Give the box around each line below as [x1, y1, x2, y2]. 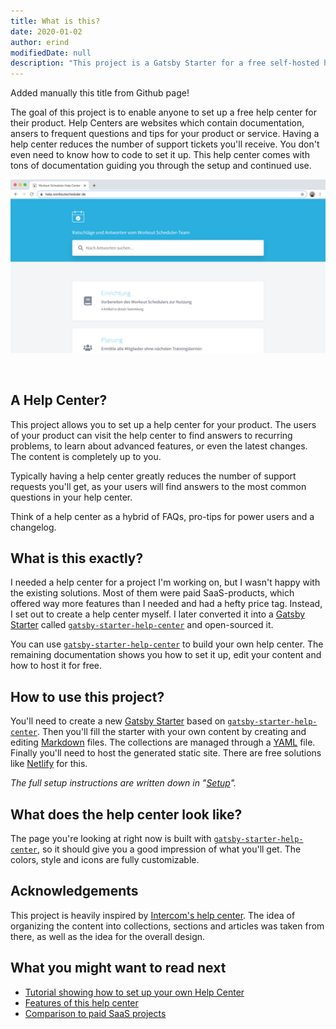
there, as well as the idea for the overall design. [10, 930, 206, 942]
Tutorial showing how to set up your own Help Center [24, 986, 245, 998]
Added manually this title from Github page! [10, 87, 190, 99]
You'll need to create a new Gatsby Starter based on [10, 715, 226, 727]
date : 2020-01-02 [10, 26, 83, 37]
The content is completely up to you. [10, 450, 162, 462]
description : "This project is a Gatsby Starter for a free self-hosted [10, 58, 320, 69]
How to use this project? [10, 688, 165, 705]
